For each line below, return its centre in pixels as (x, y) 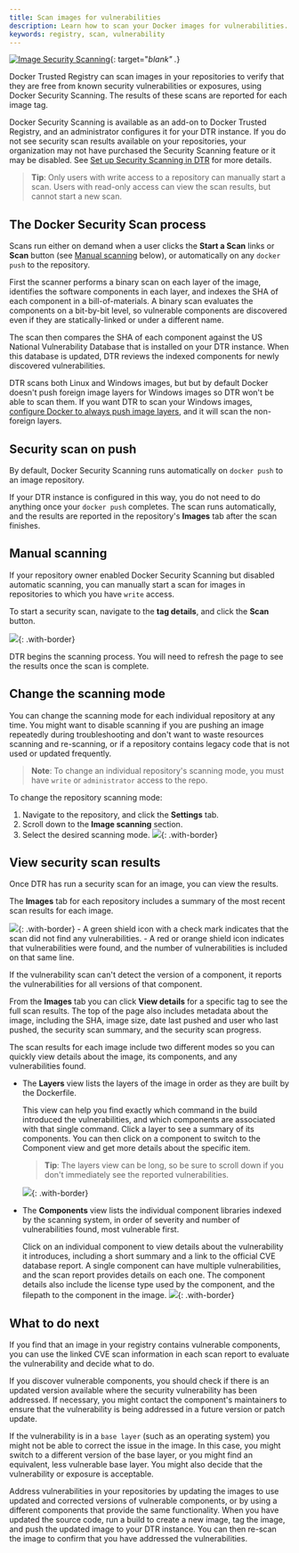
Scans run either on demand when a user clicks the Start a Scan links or (142, 246)
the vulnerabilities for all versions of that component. (106, 984)
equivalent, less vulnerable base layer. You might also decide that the (136, 1465)
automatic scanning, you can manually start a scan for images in (127, 584)
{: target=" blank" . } (145, 60)
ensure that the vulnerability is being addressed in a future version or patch (147, 1409)
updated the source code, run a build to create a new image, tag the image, (147, 1520)
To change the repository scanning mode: (86, 797)
